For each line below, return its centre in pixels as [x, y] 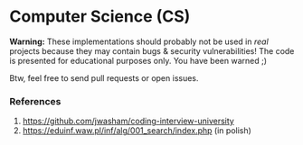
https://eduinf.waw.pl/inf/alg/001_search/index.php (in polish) [137, 131]
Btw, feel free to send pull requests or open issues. [104, 77]
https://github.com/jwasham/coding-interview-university [128, 121]
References [35, 101]
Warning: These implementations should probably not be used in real [139, 41]
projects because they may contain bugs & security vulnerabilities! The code [152, 50]
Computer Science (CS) [100, 17]
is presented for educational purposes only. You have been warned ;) [138, 60]
